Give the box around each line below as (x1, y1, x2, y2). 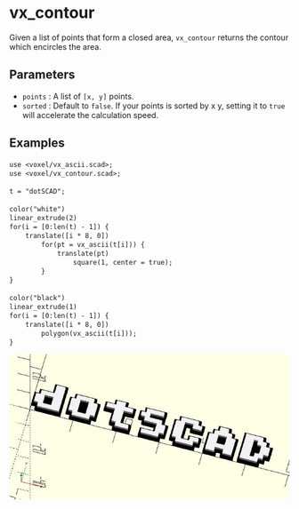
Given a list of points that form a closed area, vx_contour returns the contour (9, 32, 289, 43)
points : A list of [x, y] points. (21, 91, 134, 101)
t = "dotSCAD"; (9, 187, 66, 195)
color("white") (9, 204, 66, 213)
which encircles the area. (9, 41, 102, 52)
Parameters (9, 68, 76, 83)
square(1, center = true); (72, 258, 174, 266)
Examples (9, 136, 65, 151)
